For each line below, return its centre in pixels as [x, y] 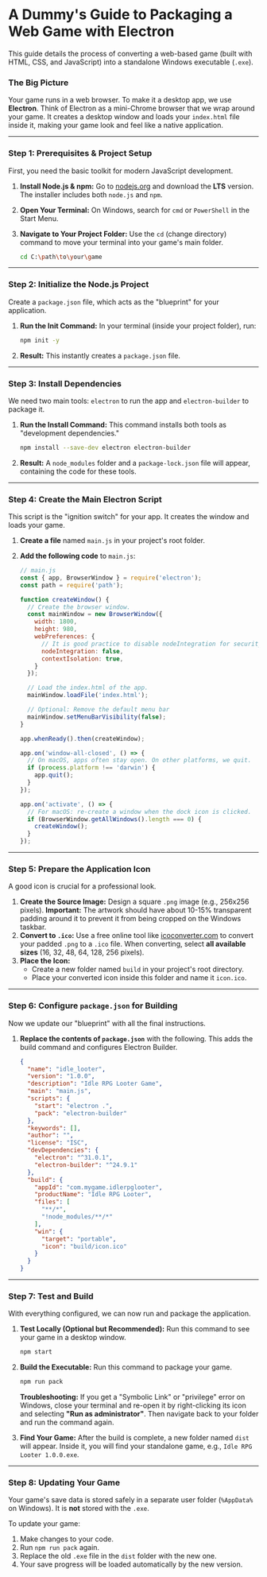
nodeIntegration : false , [82, 651]
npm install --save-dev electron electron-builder [105, 448]
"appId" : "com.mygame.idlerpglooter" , [99, 1187]
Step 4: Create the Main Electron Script [85, 499]
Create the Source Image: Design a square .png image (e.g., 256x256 [134, 902]
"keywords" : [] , [54, 1128]
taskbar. [33, 927]
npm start [36, 1352]
